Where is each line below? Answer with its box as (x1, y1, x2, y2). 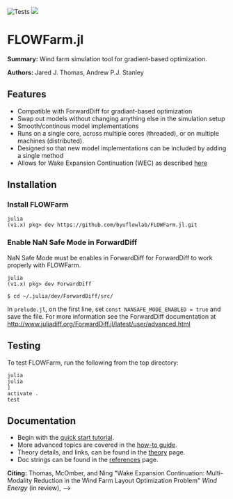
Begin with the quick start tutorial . (17, 434, 115, 442)
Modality (7, 477, 33, 485)
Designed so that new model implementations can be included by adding (17, 143, 227, 152)
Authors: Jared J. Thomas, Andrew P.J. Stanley (7, 68, 144, 77)
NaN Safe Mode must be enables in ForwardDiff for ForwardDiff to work (7, 253, 214, 262)
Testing (7, 340, 41, 351)
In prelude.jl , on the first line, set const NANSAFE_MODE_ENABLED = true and (7, 305, 221, 313)
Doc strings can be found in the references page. (17, 456, 159, 464)
